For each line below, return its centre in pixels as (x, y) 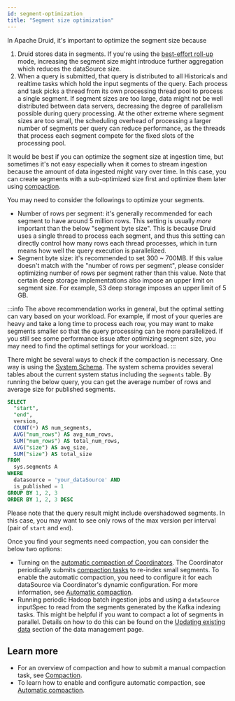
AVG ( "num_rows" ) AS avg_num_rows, (64, 434)
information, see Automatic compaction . (75, 592)
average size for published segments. (62, 389)
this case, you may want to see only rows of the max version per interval (112, 520)
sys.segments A (36, 467)
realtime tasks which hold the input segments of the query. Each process (122, 83)
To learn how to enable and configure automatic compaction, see (111, 683)
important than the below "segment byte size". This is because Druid (116, 228)
